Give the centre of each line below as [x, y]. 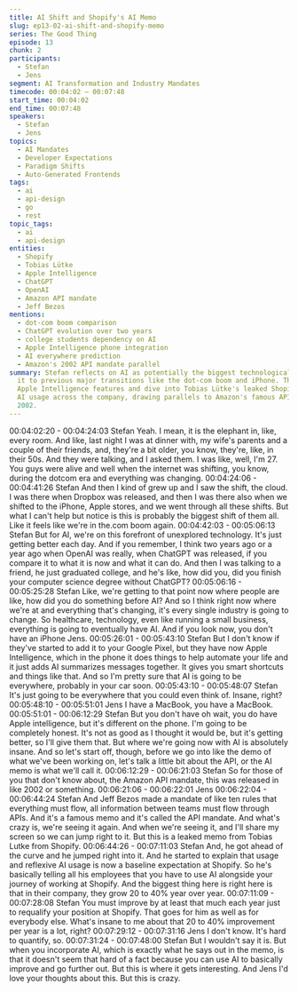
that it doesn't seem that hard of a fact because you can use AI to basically [146, 959]
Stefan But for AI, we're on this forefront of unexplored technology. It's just [145, 535]
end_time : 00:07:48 [45, 108]
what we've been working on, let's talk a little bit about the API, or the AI [141, 761]
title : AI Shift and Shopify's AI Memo [83, 17]
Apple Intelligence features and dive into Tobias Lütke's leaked [142, 389]
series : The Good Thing [53, 34]
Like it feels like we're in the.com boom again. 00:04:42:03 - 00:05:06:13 [142, 525]
